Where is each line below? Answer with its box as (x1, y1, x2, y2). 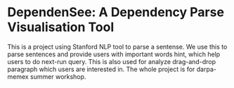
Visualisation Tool (7, 19, 115, 35)
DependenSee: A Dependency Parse (7, 4, 225, 20)
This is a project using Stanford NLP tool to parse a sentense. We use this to (7, 42, 228, 51)
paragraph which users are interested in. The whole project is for (7, 65, 195, 73)
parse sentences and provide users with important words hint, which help (7, 50, 221, 58)
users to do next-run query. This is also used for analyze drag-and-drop (7, 57, 216, 65)
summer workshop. (30, 72, 86, 81)
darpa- (196, 65, 216, 73)
